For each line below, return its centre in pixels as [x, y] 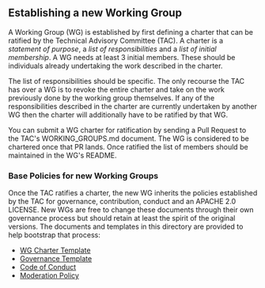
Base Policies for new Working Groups [83, 176]
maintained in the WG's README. [62, 155]
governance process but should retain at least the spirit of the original [122, 218]
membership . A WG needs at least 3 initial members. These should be [122, 57]
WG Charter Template [55, 250]
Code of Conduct [48, 267]
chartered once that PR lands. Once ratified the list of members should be [128, 146]
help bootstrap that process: [54, 235]
